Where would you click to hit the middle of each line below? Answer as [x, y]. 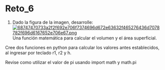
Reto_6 [20, 9]
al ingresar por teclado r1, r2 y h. [38, 53]
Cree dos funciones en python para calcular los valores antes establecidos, [82, 47]
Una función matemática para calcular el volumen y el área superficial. [84, 38]
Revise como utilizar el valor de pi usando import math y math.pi [71, 62]
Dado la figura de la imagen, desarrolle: [53, 22]
